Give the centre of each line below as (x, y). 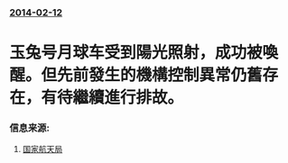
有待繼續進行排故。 (112, 98)
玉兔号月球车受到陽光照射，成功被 (136, 53)
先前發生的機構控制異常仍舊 (160, 75)
